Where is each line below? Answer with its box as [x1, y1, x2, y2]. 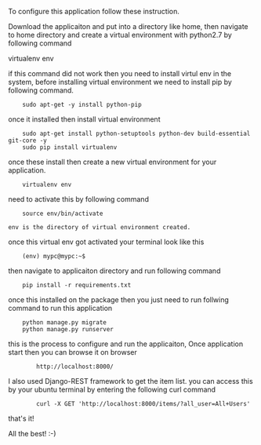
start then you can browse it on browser [8, 348, 137, 356]
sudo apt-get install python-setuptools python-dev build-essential [22, 129, 251, 137]
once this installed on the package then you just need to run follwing [8, 295, 230, 305]
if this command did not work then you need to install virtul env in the [8, 69, 232, 78]
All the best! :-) [8, 429, 56, 438]
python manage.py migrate [22, 319, 107, 326]
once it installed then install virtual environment [8, 115, 161, 124]
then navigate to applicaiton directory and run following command [8, 266, 221, 275]
